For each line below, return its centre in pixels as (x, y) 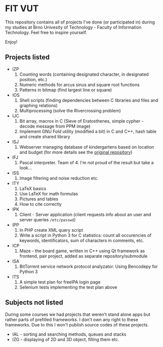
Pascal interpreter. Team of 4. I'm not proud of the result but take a (86, 162)
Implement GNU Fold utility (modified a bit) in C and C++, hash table (88, 131)
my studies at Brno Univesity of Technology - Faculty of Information (73, 27)
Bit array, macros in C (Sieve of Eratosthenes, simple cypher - (81, 121)
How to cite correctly (41, 204)
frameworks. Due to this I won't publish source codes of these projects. (77, 325)
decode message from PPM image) (55, 126)
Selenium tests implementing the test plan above (68, 287)
